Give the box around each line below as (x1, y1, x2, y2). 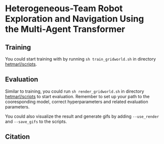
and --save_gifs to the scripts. (5, 118, 67, 124)
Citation (5, 133, 30, 141)
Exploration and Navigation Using (5, 13, 144, 24)
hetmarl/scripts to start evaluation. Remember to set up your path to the (5, 93, 150, 99)
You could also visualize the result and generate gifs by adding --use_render (5, 113, 159, 119)
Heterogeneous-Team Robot (5, 3, 123, 14)
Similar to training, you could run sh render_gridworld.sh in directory (5, 88, 144, 94)
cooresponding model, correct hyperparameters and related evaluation (5, 99, 148, 104)
